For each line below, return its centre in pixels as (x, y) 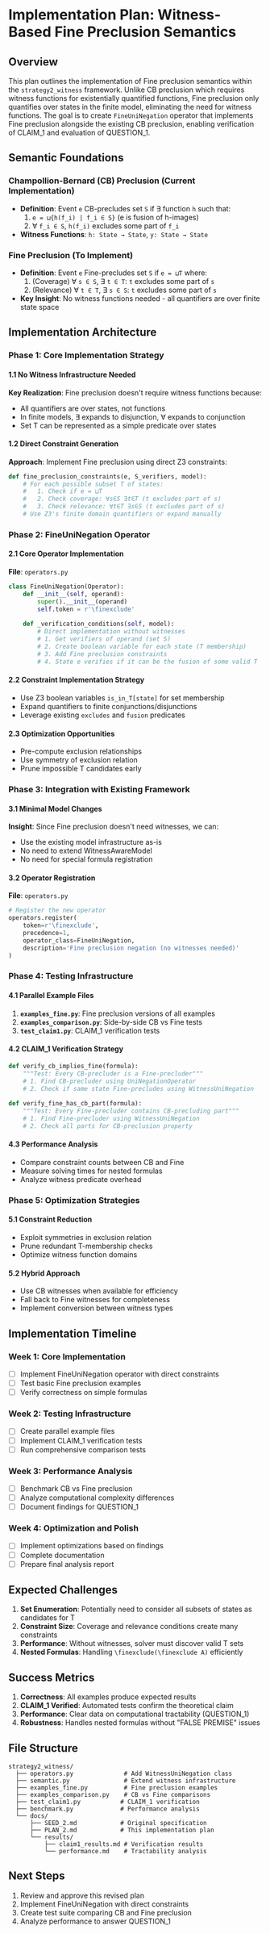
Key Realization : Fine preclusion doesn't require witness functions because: (135, 392)
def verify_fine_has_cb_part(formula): (75, 1104)
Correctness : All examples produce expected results (108, 1697)
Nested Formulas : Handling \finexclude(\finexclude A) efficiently (131, 1652)
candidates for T (47, 1618)
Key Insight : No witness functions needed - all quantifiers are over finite (140, 298)
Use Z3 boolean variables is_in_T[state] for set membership (122, 698)
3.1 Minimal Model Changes (55, 808)
